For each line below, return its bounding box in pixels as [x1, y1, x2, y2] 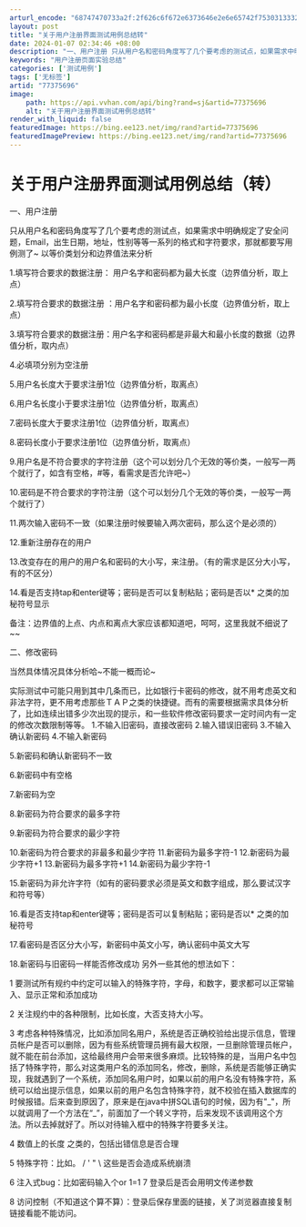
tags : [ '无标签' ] [9, 73, 71, 82]
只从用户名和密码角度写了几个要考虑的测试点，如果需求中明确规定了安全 [9, 225, 280, 236]
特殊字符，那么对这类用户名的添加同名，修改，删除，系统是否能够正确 [25, 1061, 289, 1072]
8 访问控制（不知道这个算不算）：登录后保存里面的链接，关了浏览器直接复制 [9, 1196, 292, 1207]
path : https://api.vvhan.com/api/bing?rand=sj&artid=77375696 [25, 97, 267, 107]
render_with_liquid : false [9, 115, 112, 124]
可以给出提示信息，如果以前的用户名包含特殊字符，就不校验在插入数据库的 [16, 1084, 297, 1095]
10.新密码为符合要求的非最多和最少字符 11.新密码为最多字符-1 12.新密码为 [9, 847, 282, 857]
